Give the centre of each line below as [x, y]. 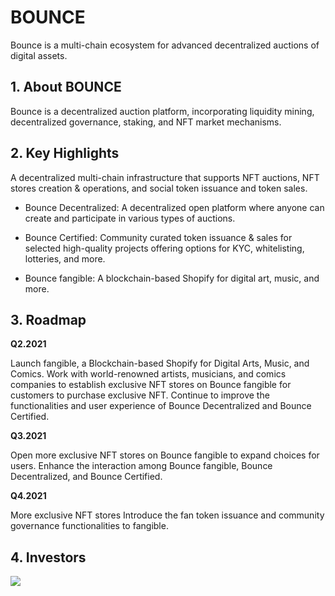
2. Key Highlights [65, 153]
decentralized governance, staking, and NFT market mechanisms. [146, 122]
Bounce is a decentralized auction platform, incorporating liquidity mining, [162, 111]
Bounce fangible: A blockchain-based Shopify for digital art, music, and [172, 278]
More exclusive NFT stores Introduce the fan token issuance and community [167, 515]
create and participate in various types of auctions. [130, 218]
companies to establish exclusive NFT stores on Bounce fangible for [151, 385]
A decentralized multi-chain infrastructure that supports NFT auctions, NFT [165, 177]
